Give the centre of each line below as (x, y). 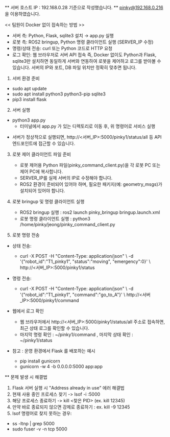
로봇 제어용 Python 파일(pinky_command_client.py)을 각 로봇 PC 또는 (90, 165)
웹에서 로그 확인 (28, 311)
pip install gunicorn (40, 361)
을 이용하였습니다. (23, 14)
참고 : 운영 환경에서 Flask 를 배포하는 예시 (54, 351)
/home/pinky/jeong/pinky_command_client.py (67, 224)
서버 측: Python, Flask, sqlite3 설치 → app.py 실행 (63, 35)
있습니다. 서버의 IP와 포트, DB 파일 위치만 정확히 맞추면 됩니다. (74, 67)
